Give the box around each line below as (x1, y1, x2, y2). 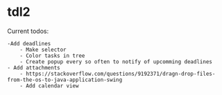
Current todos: (7, 27, 49, 35)
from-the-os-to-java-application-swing (7, 76, 123, 83)
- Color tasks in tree (19, 52, 85, 59)
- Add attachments (7, 64, 60, 71)
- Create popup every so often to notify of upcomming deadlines (19, 58, 213, 65)
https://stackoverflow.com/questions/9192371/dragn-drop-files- (25, 70, 216, 77)
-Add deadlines (7, 40, 51, 47)
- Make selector (19, 46, 67, 53)
